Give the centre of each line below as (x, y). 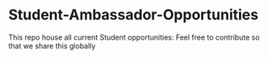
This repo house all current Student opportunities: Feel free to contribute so (134, 37)
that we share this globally (52, 45)
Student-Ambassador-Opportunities (134, 15)
